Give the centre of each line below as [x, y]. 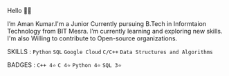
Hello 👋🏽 [20, 11]
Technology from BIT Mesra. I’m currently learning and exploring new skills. [115, 31]
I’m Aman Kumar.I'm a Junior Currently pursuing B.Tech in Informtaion [107, 24]
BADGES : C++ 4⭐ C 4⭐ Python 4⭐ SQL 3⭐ [65, 65]
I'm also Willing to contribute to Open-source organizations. [92, 38]
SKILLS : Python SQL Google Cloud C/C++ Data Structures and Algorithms [110, 52]
